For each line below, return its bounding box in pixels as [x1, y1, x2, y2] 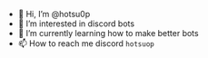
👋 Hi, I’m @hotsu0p [17, 9, 91, 19]
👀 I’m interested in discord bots [17, 18, 134, 29]
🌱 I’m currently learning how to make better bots [17, 28, 199, 38]
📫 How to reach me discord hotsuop [17, 38, 154, 49]
